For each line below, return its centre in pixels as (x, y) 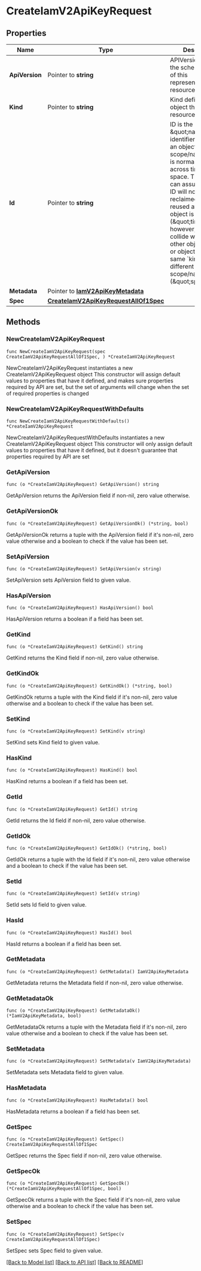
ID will (179, 191)
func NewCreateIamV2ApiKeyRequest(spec (56, 351)
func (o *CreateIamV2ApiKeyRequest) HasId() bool (69, 933)
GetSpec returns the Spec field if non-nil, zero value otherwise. (84, 1156)
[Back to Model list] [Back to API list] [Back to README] (75, 1262)
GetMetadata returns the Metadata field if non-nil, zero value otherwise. (95, 983)
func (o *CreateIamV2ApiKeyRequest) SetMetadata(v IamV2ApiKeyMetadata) (99, 1061)
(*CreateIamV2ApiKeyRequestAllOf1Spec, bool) (64, 1189)
